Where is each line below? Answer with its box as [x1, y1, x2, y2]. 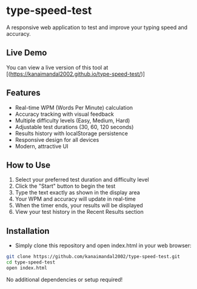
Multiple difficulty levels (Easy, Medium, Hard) [15, 116, 130, 124]
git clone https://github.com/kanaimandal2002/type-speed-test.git [6, 254, 181, 260]
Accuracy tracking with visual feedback [15, 110, 114, 118]
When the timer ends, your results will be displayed [15, 202, 144, 209]
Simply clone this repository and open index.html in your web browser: [15, 242, 192, 249]
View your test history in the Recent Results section [15, 208, 144, 216]
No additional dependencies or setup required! [6, 276, 123, 283]
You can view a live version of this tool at [6, 64, 109, 71]
